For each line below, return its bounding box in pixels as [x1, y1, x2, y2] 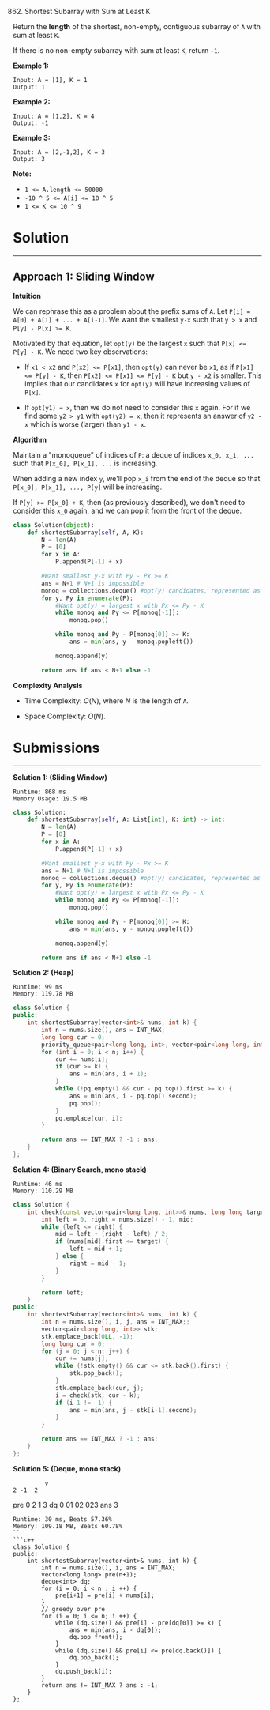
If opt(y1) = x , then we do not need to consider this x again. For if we [24, 402, 251, 412]
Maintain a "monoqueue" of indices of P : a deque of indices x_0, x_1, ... [13, 450, 255, 459]
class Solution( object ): [13, 521, 95, 529]
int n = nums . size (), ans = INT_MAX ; [41, 1026, 165, 1034]
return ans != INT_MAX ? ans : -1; [41, 1681, 159, 1689]
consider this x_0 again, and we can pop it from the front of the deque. [13, 506, 242, 515]
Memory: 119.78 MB [13, 990, 73, 998]
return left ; [41, 1288, 84, 1297]
